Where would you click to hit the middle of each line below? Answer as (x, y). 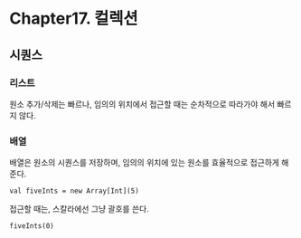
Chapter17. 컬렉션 (74, 19)
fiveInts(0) (32, 226)
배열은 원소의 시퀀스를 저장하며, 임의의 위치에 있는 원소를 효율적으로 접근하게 (145, 163)
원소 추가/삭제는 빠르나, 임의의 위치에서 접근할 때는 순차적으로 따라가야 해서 (142, 104)
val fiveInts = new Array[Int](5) (75, 191)
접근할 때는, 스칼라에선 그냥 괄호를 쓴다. (79, 209)
